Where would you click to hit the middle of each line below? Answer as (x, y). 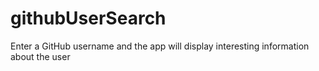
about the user (40, 56)
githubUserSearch (88, 18)
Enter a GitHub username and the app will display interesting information (160, 46)
